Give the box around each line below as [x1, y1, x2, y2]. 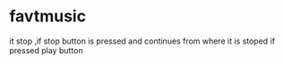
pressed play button [9, 44, 83, 55]
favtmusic [9, 6, 87, 27]
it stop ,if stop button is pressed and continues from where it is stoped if [9, 36, 276, 46]
